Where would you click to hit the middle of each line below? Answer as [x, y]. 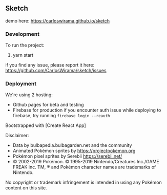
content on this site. [26, 188]
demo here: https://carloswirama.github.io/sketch [58, 20]
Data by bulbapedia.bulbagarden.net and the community [72, 145]
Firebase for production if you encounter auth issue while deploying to [87, 110]
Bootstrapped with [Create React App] [46, 125]
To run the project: [25, 45]
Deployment [21, 84]
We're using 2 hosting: [29, 95]
